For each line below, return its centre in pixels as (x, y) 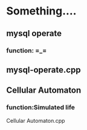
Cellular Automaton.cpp (36, 120)
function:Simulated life (41, 108)
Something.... (41, 11)
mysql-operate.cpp (43, 70)
